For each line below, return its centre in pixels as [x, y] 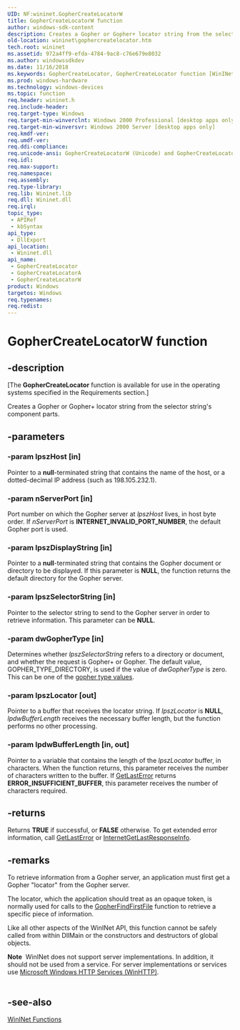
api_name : [22, 260]
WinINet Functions [35, 1019]
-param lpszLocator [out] [52, 695]
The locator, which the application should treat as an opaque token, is [110, 899]
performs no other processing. [52, 726]
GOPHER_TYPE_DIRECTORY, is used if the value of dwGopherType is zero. [117, 669]
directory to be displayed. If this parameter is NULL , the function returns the [119, 571]
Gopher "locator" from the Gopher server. [69, 885]
